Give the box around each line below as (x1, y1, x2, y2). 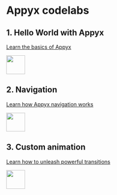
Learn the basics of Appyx (6, 43, 71, 50)
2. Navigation (6, 85, 58, 95)
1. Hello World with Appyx (6, 28, 104, 38)
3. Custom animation (6, 142, 86, 152)
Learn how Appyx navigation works (6, 100, 94, 108)
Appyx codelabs (6, 4, 89, 17)
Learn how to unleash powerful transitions (6, 158, 111, 165)
